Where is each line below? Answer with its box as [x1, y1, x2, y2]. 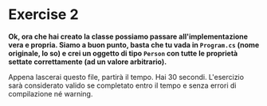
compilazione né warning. [8, 89, 93, 98]
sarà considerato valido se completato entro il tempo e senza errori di [8, 81, 237, 90]
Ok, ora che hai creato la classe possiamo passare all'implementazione [8, 32, 249, 41]
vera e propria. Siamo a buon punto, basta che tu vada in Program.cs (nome [8, 40, 260, 49]
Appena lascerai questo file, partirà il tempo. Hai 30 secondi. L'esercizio [8, 72, 245, 81]
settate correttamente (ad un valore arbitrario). [8, 57, 167, 66]
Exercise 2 [8, 6, 79, 24]
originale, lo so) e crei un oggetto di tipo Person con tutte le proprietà [8, 48, 238, 58]
